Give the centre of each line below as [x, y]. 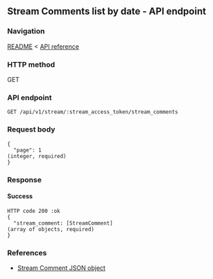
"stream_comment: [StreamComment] [63, 223]
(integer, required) [37, 156]
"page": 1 [27, 150]
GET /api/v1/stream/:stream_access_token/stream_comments [93, 112]
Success [20, 196]
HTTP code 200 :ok [34, 211]
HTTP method [31, 64]
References [27, 253]
